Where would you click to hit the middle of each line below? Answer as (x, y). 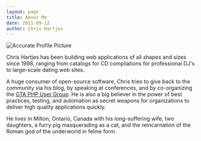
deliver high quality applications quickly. (56, 107)
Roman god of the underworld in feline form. (61, 131)
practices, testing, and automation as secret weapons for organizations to (98, 101)
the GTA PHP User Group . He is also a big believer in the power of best (94, 94)
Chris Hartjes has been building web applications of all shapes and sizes (96, 57)
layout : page (23, 12)
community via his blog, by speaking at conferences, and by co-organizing (99, 88)
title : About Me (27, 17)
